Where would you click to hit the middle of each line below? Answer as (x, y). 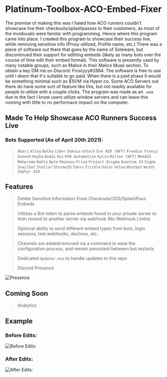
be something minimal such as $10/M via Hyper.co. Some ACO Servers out (82, 81)
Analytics (27, 305)
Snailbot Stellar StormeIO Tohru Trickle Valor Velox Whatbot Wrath (86, 167)
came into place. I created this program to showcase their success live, (78, 39)
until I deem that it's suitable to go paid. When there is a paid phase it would (83, 76)
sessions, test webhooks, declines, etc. (58, 234)
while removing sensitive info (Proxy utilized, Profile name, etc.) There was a (83, 44)
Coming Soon (27, 293)
